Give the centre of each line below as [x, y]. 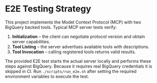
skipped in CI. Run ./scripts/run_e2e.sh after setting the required [71, 71]
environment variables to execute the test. [47, 76]
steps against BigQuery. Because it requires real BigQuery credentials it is [79, 66]
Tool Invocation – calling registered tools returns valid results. [74, 52]
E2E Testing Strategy [48, 9]
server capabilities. [31, 41]
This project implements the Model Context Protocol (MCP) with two [73, 22]
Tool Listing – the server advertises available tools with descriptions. [80, 47]
